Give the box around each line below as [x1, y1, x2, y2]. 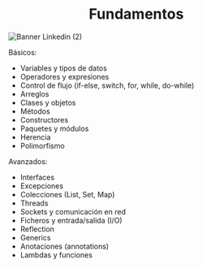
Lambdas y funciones [19, 249, 93, 260]
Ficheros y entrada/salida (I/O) [19, 215, 123, 225]
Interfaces [19, 172, 55, 182]
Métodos [19, 106, 50, 116]
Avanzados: [8, 156, 48, 166]
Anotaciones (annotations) [19, 241, 110, 251]
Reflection [19, 224, 55, 234]
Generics [19, 232, 51, 242]
